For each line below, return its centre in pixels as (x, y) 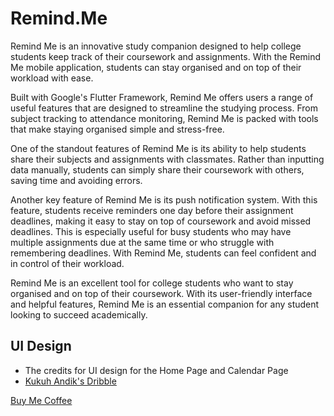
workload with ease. (52, 78)
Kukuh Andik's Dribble (70, 381)
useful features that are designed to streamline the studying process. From (164, 108)
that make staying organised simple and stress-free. (117, 129)
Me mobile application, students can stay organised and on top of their (156, 67)
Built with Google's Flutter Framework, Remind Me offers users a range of (162, 97)
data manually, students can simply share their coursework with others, (157, 169)
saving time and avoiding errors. (76, 180)
